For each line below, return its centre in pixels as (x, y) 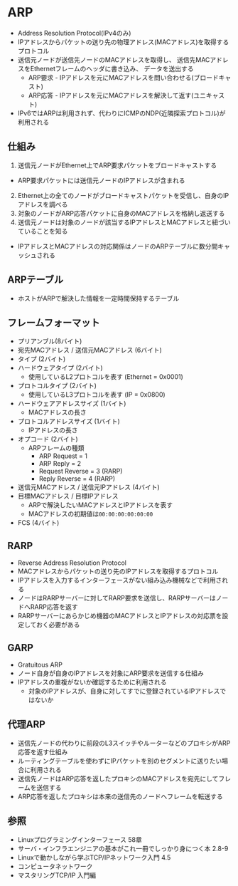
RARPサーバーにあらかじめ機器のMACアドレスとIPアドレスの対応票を (120, 616)
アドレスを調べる (43, 204)
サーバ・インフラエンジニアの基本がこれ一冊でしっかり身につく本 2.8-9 (123, 848)
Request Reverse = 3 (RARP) (81, 471)
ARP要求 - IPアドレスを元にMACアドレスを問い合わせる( (111, 77)
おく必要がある (58, 625)
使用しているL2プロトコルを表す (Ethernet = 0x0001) (106, 377)
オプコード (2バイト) (48, 439)
